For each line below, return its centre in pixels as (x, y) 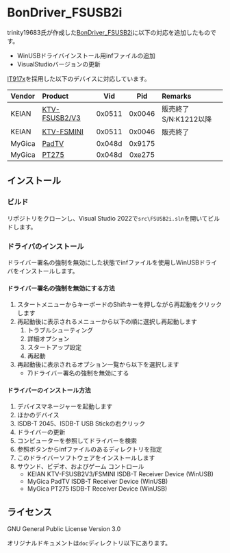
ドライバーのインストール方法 (49, 390)
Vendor (23, 96)
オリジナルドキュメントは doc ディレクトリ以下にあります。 (89, 543)
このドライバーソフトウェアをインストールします (86, 458)
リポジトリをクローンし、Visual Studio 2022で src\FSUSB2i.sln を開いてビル (114, 218)
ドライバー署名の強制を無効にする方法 (61, 288)
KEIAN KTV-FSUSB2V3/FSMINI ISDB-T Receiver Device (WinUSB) (120, 474)
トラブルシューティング (60, 330)
